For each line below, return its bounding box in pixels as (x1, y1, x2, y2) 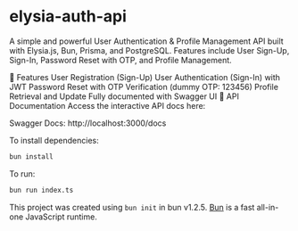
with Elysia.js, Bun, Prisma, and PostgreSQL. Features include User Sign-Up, (9, 45, 290, 55)
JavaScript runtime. (25, 211, 98, 222)
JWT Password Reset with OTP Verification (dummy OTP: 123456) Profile (9, 81, 279, 92)
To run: (9, 168, 36, 179)
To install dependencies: (9, 135, 100, 145)
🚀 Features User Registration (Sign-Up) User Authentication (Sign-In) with (9, 71, 281, 82)
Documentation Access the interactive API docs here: (9, 100, 206, 111)
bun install (9, 152, 54, 161)
